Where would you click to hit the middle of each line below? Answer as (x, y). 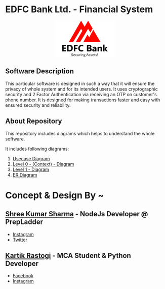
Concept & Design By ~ (55, 195)
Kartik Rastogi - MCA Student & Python (68, 255)
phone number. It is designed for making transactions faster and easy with (83, 100)
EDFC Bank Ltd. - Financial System (79, 9)
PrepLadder (24, 222)
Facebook (23, 276)
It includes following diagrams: (37, 149)
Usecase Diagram (31, 158)
